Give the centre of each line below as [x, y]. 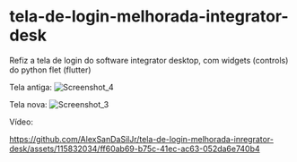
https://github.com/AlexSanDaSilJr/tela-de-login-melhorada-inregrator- [141, 139]
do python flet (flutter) [50, 70]
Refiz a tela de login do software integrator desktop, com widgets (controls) [149, 60]
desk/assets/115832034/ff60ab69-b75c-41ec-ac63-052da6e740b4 [135, 149]
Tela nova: [28, 104]
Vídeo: [22, 122]
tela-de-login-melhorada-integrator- [149, 17]
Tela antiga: [31, 87]
